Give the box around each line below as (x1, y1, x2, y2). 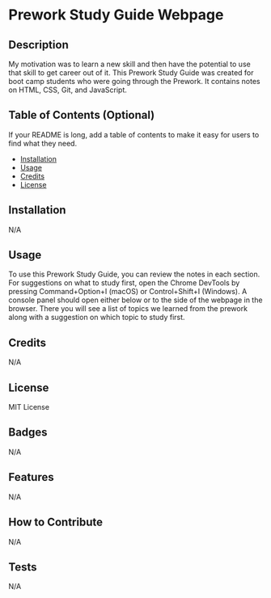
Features (8, 470, 54, 484)
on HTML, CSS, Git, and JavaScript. (8, 85, 128, 95)
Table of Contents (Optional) (8, 108, 155, 122)
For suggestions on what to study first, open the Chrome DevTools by (8, 278, 240, 288)
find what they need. (8, 138, 78, 148)
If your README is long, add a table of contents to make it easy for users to (8, 129, 260, 139)
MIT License (8, 402, 50, 412)
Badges (8, 426, 48, 440)
